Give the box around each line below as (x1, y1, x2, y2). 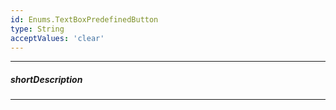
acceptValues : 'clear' (10, 33, 105, 43)
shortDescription (10, 73, 83, 85)
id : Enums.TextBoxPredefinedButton (10, 14, 159, 25)
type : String (10, 24, 65, 34)
